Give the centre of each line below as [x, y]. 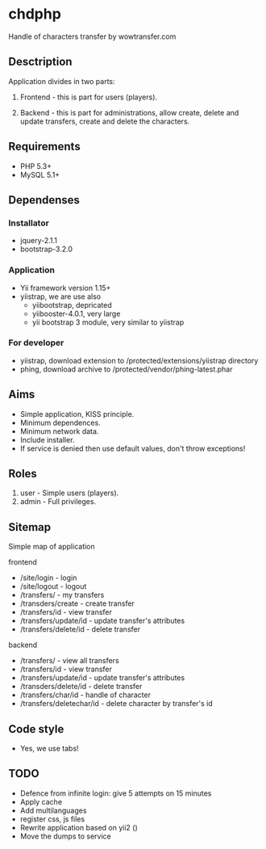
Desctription [40, 62]
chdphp [35, 14]
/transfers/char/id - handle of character [85, 695]
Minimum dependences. [60, 422]
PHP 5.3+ [36, 166]
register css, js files [52, 819]
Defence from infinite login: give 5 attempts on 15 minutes [116, 793]
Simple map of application [52, 547]
